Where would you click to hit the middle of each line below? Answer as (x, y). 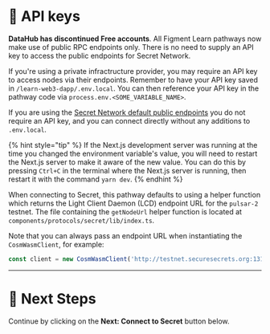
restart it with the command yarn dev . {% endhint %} (96, 179)
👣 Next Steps (52, 299)
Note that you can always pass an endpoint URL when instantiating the (125, 235)
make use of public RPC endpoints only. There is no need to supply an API (131, 47)
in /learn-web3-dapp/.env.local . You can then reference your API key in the (134, 88)
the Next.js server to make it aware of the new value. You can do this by (127, 162)
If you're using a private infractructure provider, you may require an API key (133, 71)
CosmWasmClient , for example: (56, 244)
